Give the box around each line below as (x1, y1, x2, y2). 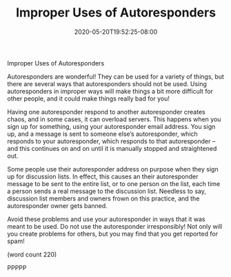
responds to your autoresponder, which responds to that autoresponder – (7, 136, 216, 145)
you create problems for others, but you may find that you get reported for (7, 229, 219, 238)
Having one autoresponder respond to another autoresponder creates (7, 107, 205, 116)
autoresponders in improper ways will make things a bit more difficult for (7, 87, 214, 95)
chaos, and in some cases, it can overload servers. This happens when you (7, 115, 221, 123)
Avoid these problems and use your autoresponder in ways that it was (7, 215, 205, 223)
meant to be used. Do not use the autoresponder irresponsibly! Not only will (7, 222, 223, 230)
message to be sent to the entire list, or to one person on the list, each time (7, 179, 221, 187)
